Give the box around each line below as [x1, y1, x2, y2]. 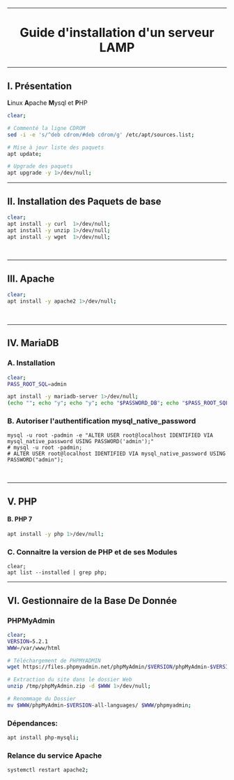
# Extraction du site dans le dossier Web [7, 676, 132, 684]
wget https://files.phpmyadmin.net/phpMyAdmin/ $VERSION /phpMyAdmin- [7, 663, 210, 671]
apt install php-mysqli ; [7, 735, 79, 742]
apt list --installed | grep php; [7, 569, 108, 577]
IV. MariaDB [7, 337, 59, 349]
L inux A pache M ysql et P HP [7, 99, 88, 107]
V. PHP [7, 496, 37, 507]
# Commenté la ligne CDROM [7, 124, 86, 131]
